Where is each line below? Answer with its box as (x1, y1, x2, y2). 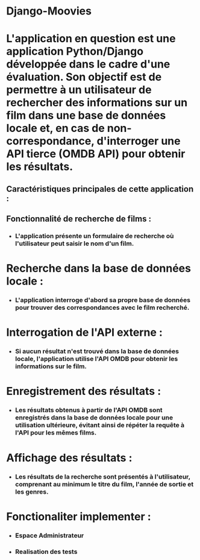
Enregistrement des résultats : (6, 385, 161, 398)
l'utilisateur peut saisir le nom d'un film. (14, 239, 134, 248)
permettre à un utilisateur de (6, 83, 152, 97)
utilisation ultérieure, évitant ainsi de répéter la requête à (14, 421, 185, 429)
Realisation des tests (14, 547, 78, 556)
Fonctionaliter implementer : (6, 509, 152, 523)
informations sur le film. (14, 362, 87, 371)
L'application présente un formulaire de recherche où (14, 232, 174, 241)
